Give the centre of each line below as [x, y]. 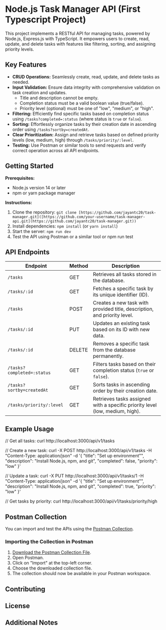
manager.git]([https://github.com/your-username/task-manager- [79, 217]
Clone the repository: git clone [44, 212]
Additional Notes [32, 623]
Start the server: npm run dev [42, 231]
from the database [114, 350]
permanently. [108, 356]
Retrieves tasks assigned [122, 399]
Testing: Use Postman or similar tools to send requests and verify [79, 145]
